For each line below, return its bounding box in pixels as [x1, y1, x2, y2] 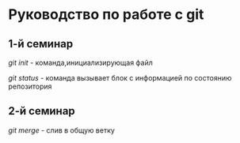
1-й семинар [8, 37, 74, 51]
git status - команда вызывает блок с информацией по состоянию [8, 73, 232, 82]
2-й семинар [8, 104, 75, 118]
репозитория [8, 81, 52, 91]
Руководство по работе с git [8, 6, 204, 24]
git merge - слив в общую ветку [8, 125, 115, 135]
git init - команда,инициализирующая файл [8, 58, 153, 67]
